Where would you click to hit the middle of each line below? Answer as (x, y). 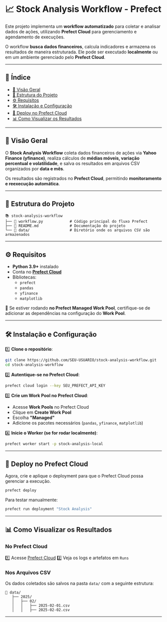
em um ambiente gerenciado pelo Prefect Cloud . (55, 57)
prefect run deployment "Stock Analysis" (49, 509)
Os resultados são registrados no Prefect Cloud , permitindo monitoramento (83, 178)
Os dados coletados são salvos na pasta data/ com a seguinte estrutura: (80, 584)
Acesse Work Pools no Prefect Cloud (51, 407)
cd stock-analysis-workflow (34, 365)
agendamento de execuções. (35, 37)
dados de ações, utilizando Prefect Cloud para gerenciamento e (71, 31)
